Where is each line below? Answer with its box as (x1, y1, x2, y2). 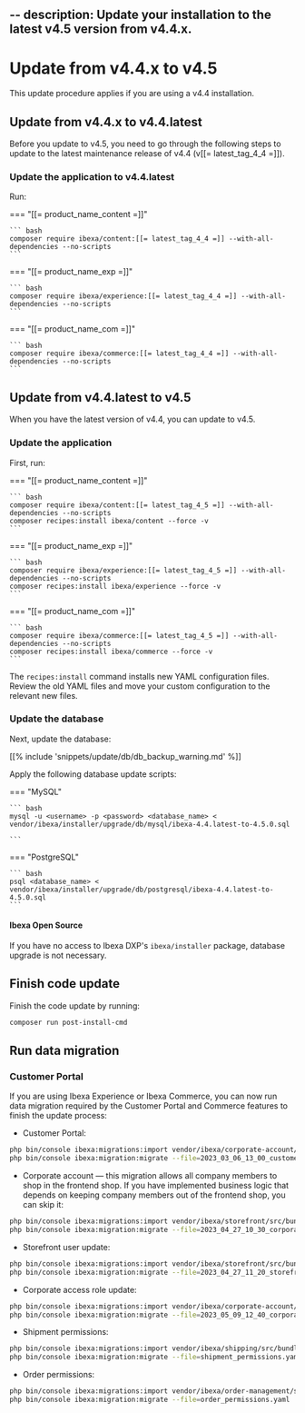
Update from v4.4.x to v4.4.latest (9, 114, 202, 130)
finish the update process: (9, 1110, 107, 1121)
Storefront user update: (22, 1241, 111, 1252)
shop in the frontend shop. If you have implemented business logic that (22, 1180, 289, 1191)
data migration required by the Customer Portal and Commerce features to (9, 1100, 289, 1111)
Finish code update (9, 976, 121, 991)
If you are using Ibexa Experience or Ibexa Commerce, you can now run (9, 1090, 278, 1102)
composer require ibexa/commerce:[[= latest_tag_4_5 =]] (9, 631, 230, 640)
